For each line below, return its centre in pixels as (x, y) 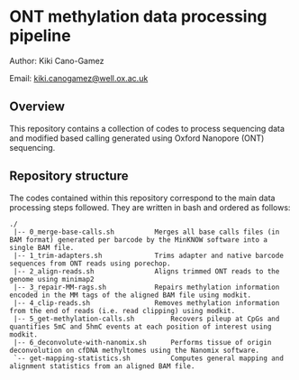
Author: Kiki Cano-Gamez (57, 60)
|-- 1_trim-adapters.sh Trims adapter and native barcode (148, 255)
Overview (37, 107)
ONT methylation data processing (138, 17)
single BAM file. (42, 247)
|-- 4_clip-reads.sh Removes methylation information (146, 303)
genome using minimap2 (52, 279)
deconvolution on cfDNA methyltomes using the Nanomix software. (134, 350)
